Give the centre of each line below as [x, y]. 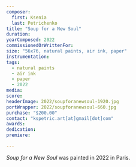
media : [14, 90]
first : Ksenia [29, 17]
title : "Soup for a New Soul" [44, 29]
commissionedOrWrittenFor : [40, 46]
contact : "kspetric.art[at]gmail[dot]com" [60, 118]
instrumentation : [28, 57]
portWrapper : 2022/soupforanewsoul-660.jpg [61, 107]
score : [14, 96]
